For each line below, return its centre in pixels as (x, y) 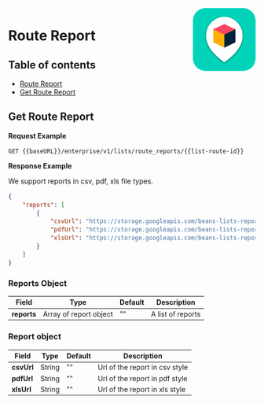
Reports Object (38, 283)
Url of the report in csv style (143, 367)
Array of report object (78, 313)
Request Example (37, 135)
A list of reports (176, 313)
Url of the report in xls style (142, 389)
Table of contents (52, 65)
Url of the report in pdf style (143, 378)
